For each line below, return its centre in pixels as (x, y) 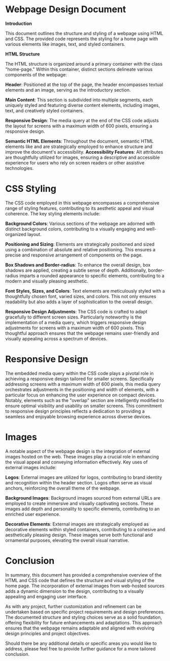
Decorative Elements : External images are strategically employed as (77, 524)
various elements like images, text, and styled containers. (65, 44)
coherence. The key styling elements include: (53, 213)
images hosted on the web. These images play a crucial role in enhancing (82, 456)
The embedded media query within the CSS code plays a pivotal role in (79, 373)
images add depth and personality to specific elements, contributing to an (82, 509)
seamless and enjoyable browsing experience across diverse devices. (78, 416)
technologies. (20, 168)
